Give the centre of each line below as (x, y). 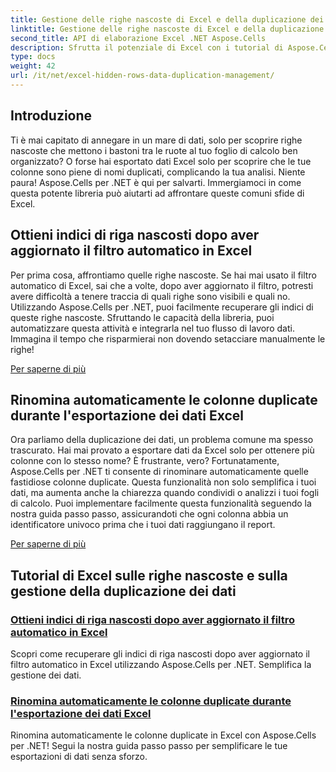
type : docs (33, 57)
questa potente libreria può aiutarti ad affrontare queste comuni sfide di (157, 193)
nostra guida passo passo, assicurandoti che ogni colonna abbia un (149, 514)
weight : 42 (33, 66)
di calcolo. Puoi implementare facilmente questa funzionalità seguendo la (161, 503)
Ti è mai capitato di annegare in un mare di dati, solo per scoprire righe (156, 140)
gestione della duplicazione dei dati (123, 591)
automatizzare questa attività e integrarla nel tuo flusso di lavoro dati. (152, 328)
